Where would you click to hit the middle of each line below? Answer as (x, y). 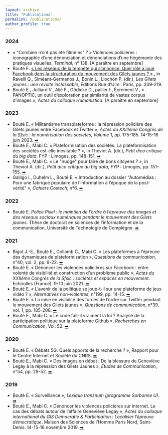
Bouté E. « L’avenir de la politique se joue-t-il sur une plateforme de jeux (87, 289)
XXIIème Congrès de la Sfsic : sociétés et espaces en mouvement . (81, 278)
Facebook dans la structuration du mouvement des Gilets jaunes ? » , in (86, 74)
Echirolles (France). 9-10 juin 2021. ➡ (51, 284)
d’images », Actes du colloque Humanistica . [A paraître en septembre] (85, 100)
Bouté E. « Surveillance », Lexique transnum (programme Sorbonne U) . (86, 395)
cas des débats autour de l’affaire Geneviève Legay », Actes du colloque (87, 411)
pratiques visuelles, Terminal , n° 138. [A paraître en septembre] (78, 63)
